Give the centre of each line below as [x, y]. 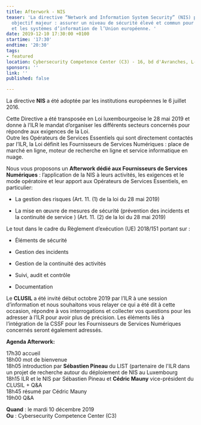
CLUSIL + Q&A [24, 385]
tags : [13, 51]
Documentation [34, 287]
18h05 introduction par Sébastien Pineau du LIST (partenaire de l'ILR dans [98, 366]
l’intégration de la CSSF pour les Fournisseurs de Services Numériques [94, 324]
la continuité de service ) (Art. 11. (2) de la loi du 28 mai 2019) [90, 217]
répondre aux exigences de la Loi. [48, 132]
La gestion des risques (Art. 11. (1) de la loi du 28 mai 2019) [87, 199]
